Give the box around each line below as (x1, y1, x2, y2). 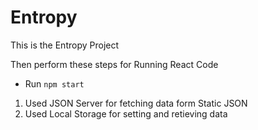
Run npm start (24, 77, 85, 90)
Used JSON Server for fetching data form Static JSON (24, 97, 248, 109)
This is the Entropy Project (10, 39, 120, 51)
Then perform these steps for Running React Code (10, 58, 219, 70)
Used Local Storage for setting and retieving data (24, 107, 228, 120)
